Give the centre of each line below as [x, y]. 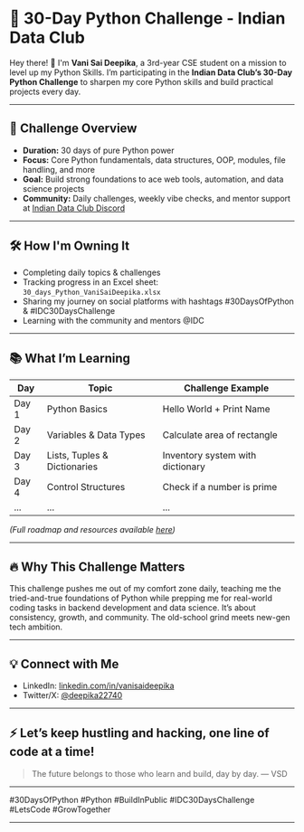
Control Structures [86, 487]
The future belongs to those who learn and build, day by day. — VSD [159, 773]
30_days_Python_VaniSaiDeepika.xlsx [91, 292]
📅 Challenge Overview [73, 129]
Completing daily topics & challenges [91, 272]
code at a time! [52, 752]
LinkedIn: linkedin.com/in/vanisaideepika [98, 685]
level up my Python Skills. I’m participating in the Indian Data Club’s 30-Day [151, 72]
